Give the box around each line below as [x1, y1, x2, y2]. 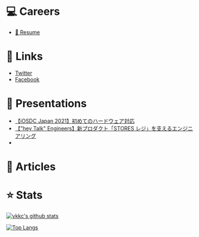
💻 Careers [6, 5, 60, 19]
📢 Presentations [6, 97, 87, 111]
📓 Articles [6, 160, 56, 174]
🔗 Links [6, 50, 43, 63]
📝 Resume [14, 28, 40, 36]
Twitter [14, 69, 33, 77]
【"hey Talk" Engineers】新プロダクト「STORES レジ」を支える [14, 124, 172, 132]
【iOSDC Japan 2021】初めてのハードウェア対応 [14, 117, 135, 124]
